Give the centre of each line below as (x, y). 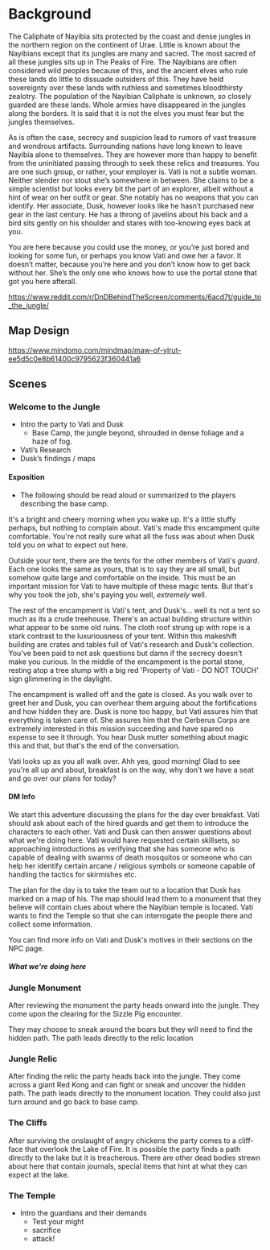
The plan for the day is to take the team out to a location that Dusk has (125, 889)
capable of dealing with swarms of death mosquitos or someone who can (130, 857)
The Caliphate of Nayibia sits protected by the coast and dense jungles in (130, 36)
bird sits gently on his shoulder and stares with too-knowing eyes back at (129, 223)
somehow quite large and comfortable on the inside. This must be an (122, 577)
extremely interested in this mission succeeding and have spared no (121, 728)
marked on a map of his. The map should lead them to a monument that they (135, 898)
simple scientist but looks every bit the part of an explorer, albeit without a (131, 188)
